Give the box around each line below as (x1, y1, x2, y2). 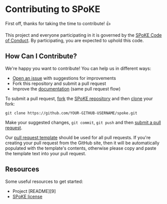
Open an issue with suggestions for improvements (12, 75, 116, 81)
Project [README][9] (12, 188, 56, 194)
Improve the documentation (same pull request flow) (12, 85, 121, 91)
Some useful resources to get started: (5, 178, 83, 184)
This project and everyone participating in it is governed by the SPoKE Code (5, 32, 162, 38)
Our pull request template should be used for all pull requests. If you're (5, 134, 151, 140)
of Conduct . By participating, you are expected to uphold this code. (5, 37, 144, 43)
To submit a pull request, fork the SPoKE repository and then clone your (5, 95, 153, 101)
